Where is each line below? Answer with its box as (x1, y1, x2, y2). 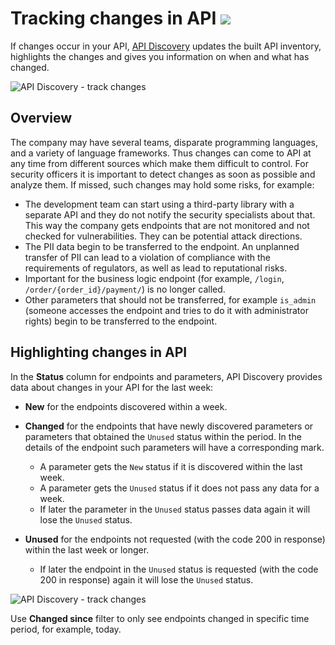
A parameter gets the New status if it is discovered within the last (39, 460, 303, 472)
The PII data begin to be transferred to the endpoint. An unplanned (24, 240, 300, 252)
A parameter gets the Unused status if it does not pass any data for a (39, 482, 320, 494)
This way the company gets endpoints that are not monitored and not (24, 219, 310, 231)
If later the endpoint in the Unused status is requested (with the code (39, 563, 319, 575)
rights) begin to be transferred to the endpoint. (24, 315, 218, 327)
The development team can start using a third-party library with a (24, 198, 295, 210)
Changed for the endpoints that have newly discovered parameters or (24, 420, 314, 432)
